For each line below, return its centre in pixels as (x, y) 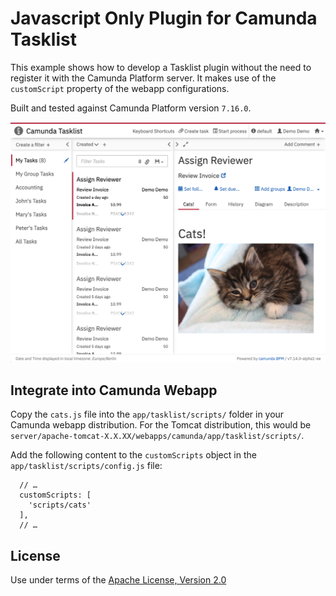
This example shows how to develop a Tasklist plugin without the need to (161, 67)
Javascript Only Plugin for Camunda (164, 18)
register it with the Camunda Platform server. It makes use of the (143, 78)
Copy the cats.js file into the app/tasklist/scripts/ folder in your (147, 414)
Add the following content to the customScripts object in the (133, 455)
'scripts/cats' (60, 505)
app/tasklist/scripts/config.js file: (86, 466)
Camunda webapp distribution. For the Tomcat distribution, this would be (161, 425)
